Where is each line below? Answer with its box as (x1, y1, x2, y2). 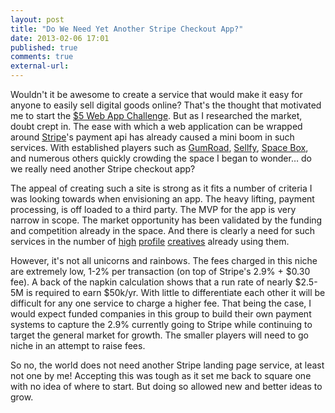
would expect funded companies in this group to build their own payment (10, 308, 312, 320)
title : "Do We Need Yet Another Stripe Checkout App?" (10, 24, 244, 34)
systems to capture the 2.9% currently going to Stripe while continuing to (10, 319, 313, 330)
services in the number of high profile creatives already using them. (10, 236, 290, 247)
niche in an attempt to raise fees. (10, 340, 146, 351)
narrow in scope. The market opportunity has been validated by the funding (10, 214, 323, 226)
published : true (10, 42, 78, 53)
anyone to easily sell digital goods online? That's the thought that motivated (10, 99, 322, 111)
